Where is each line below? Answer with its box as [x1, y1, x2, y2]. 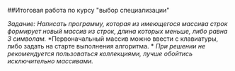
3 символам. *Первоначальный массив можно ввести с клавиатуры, [7, 34, 219, 43]
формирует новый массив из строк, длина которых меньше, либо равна [7, 27, 228, 35]
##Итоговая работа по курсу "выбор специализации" [7, 6, 170, 14]
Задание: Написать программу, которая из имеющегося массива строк [7, 20, 228, 27]
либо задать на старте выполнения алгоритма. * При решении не [7, 42, 206, 50]
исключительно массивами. [7, 57, 94, 65]
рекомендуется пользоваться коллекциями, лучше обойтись [7, 49, 193, 58]
